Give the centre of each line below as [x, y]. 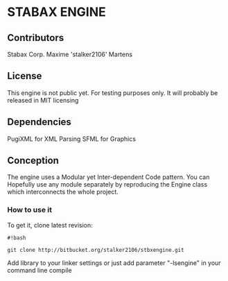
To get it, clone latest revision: [50, 225]
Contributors [36, 38]
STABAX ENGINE [56, 12]
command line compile [40, 270]
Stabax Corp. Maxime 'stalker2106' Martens [70, 54]
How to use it [29, 210]
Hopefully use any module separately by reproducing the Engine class [107, 185]
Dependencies [39, 122]
